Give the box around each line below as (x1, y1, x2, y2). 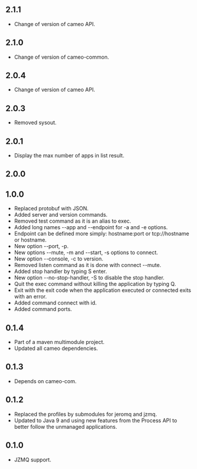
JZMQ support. (14, 456, 51, 463)
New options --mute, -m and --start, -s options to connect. (14, 249, 158, 256)
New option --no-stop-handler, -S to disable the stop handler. (14, 274, 165, 281)
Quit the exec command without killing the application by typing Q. (14, 281, 176, 288)
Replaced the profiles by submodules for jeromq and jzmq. (14, 410, 157, 417)
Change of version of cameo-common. (14, 53, 109, 60)
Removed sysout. (14, 119, 57, 126)
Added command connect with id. (14, 299, 97, 307)
